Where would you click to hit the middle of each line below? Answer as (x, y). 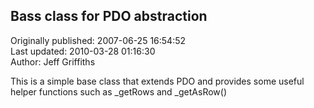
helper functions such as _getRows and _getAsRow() (119, 91)
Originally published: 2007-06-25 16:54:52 (98, 40)
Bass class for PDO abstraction (109, 16)
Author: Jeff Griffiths (53, 61)
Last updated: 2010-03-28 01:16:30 (83, 51)
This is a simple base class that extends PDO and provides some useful (157, 81)
